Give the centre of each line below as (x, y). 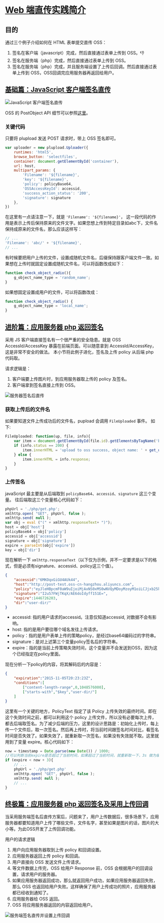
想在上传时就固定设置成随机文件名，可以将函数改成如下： (67, 263)
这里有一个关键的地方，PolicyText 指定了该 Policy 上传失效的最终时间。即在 (81, 711)
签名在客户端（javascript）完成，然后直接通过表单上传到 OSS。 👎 (78, 53)
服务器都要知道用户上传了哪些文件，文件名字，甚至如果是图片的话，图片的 (80, 823)
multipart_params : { (35, 170)
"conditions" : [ (29, 683)
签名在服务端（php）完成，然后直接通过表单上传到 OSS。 (70, 60)
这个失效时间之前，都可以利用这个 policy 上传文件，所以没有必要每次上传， (81, 717)
